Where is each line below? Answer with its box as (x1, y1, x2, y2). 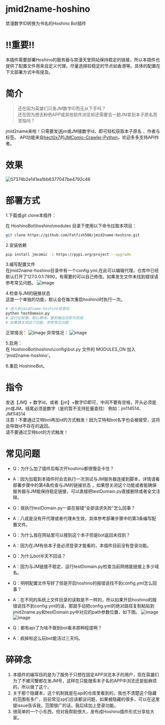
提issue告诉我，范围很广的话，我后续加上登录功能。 (12, 702, 118, 708)
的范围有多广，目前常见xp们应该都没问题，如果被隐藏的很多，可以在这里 (12, 696, 160, 702)
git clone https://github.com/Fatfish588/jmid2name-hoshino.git (5, 233, 140, 238)
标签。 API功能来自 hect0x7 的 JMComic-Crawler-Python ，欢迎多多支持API (5, 134, 155, 140)
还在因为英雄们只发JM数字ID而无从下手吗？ (17, 105, 106, 111)
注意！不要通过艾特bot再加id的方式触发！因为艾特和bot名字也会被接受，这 (5, 416, 156, 422)
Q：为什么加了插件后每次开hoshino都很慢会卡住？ (12, 465, 114, 471)
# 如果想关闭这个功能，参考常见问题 (5, 320, 69, 325)
